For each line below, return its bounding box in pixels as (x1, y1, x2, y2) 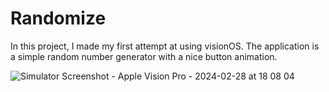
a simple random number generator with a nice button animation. (10, 50, 278, 62)
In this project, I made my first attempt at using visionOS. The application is (10, 40, 320, 52)
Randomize (10, 7, 107, 30)
